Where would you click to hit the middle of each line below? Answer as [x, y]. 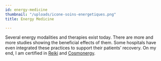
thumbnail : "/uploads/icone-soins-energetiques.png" [61, 14]
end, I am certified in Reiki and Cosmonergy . [50, 53]
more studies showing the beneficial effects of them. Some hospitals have [81, 43]
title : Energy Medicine [30, 19]
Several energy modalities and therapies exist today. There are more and [79, 37]
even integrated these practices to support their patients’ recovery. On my [81, 48]
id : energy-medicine [27, 10]
